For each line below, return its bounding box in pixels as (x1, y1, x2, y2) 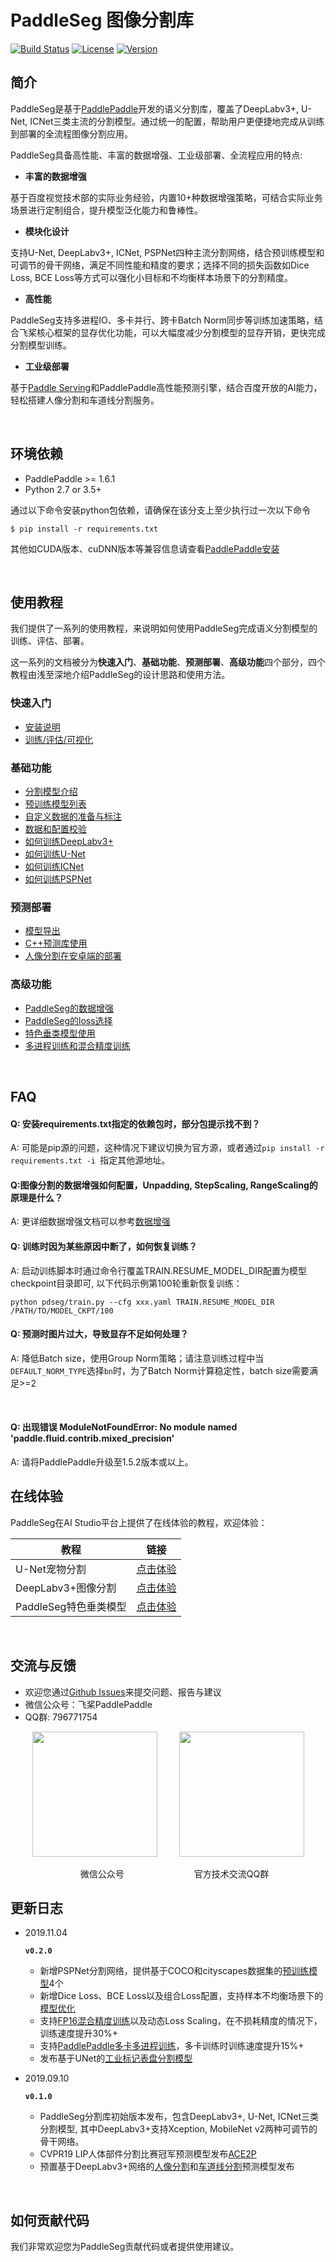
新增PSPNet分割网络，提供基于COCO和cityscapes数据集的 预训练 (39, 1965, 310, 1977)
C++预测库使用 (24, 937, 88, 950)
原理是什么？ (10, 1191, 63, 1203)
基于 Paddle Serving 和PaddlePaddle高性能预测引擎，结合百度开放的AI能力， (10, 381, 323, 393)
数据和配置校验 (24, 822, 87, 835)
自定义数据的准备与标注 (24, 810, 122, 822)
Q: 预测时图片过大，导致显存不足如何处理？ (10, 1328, 189, 1340)
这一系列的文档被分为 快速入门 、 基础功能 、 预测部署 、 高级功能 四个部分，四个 (10, 656, 326, 668)
